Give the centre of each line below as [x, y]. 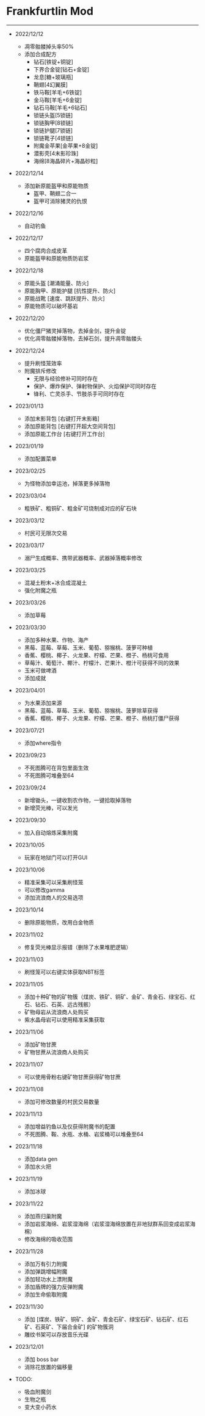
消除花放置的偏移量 [49, 1367]
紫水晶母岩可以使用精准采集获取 [64, 1019]
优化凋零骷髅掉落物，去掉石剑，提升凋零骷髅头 [83, 338]
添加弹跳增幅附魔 [46, 1271]
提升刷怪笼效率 [43, 363]
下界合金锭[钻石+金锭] [61, 69]
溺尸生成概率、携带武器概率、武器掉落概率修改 [83, 557]
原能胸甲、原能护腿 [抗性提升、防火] [70, 291]
